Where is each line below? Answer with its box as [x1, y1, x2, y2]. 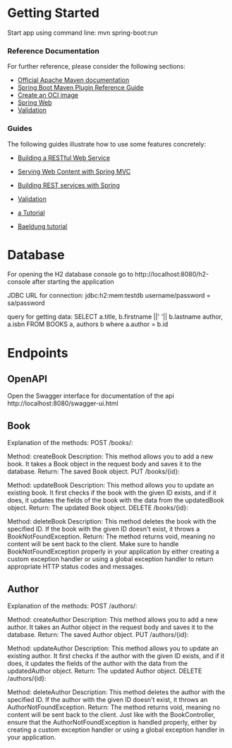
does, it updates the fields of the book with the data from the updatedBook [7, 496, 224, 505]
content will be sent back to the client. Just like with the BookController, [7, 710, 216, 719]
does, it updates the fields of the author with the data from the [7, 660, 188, 668]
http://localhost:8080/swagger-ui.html [7, 399, 118, 408]
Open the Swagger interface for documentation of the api [7, 391, 174, 401]
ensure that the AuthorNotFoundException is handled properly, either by [7, 718, 217, 727]
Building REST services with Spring [17, 180, 120, 189]
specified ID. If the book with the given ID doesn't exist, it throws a [7, 525, 200, 534]
